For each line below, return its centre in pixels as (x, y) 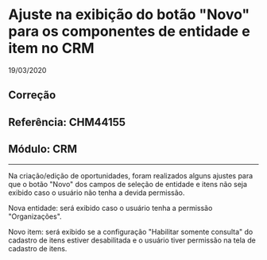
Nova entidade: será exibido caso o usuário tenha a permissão (110, 208)
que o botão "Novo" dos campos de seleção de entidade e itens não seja (128, 184)
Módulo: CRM (43, 149)
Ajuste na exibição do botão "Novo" (129, 15)
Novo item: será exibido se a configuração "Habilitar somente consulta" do (131, 231)
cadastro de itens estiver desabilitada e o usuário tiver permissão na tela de (132, 240)
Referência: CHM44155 (67, 122)
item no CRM (51, 48)
